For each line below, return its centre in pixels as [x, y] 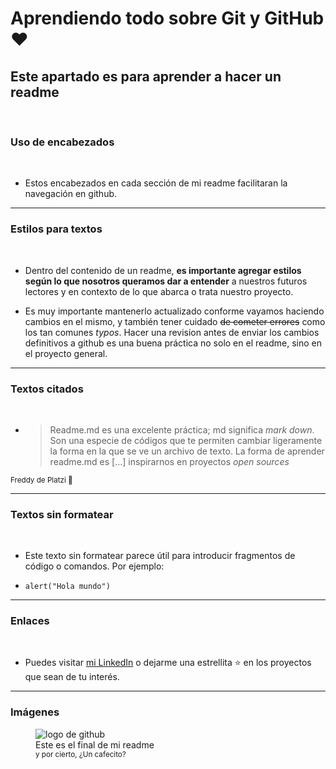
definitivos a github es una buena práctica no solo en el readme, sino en [173, 343]
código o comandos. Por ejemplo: [94, 566]
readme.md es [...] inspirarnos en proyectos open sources [169, 461]
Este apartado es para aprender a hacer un [146, 76]
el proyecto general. [66, 353]
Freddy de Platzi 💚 [41, 480]
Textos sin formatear [62, 514]
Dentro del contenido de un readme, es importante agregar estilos [163, 270]
